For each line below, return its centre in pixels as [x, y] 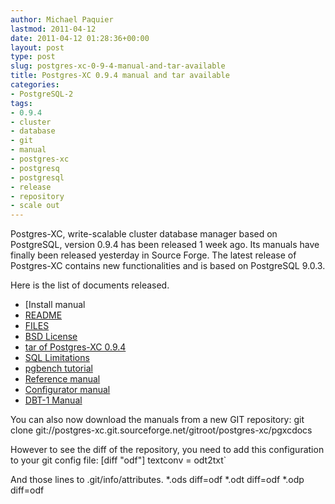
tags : [21, 103]
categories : [35, 85]
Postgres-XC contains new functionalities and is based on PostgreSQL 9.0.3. [168, 266]
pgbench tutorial [58, 368]
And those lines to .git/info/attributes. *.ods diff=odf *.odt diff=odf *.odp [157, 480]
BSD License [51, 337]
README [43, 315]
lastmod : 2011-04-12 [53, 29]
